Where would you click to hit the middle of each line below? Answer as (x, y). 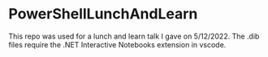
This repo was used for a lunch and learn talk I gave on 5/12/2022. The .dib (134, 36)
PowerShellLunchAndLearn (103, 14)
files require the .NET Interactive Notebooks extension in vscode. (117, 44)
